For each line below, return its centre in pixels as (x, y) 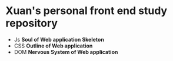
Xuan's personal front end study (86, 11)
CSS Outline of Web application (53, 46)
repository (32, 23)
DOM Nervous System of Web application (66, 52)
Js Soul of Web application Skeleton (59, 39)
